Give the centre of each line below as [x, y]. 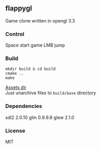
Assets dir [16, 88]
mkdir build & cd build [31, 69]
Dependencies [24, 106]
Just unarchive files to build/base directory [51, 93]
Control [15, 34]
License [15, 131]
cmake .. [15, 74]
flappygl [19, 8]
